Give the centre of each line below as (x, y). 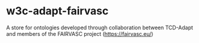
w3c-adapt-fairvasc (57, 11)
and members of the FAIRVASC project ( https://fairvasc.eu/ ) (80, 33)
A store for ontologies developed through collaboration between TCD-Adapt (99, 27)
